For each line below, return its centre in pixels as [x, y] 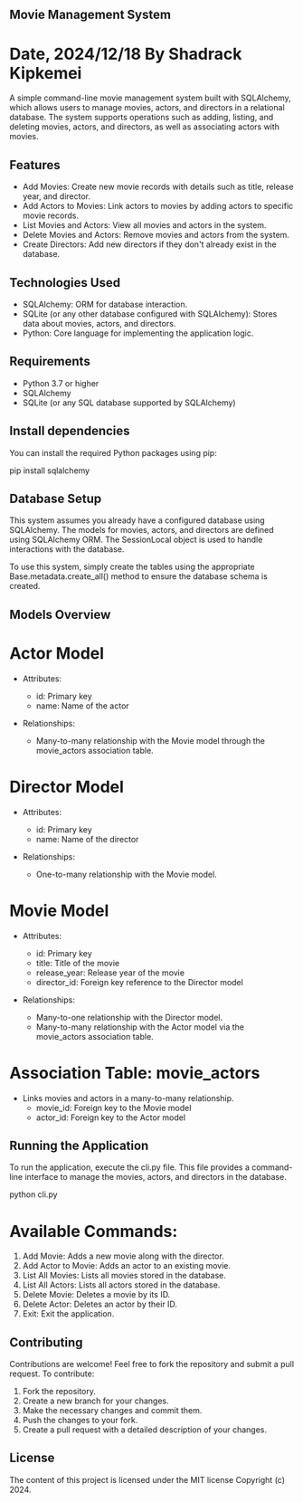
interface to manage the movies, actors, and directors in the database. [156, 1177]
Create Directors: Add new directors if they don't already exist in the [150, 244]
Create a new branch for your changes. [95, 1401]
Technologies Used [65, 283]
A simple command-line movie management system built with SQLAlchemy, [150, 98]
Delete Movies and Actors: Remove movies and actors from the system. [156, 235]
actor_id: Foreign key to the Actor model [111, 1117]
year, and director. [56, 196]
